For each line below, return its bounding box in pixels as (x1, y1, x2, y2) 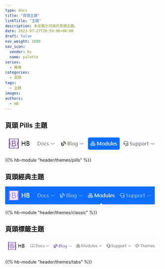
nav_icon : (5, 44, 26, 49)
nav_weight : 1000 (5, 39, 41, 44)
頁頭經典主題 (5, 172, 44, 181)
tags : (5, 81, 16, 85)
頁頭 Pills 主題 (5, 121, 48, 130)
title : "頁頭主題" (5, 13, 40, 18)
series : (5, 59, 21, 65)
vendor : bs (9, 49, 32, 54)
